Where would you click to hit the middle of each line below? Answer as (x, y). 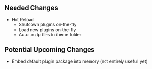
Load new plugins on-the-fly (47, 29)
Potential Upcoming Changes (50, 50)
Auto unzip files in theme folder (50, 34)
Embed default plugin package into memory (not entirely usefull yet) (80, 61)
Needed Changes (31, 8)
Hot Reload (23, 19)
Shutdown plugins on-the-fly (47, 24)
